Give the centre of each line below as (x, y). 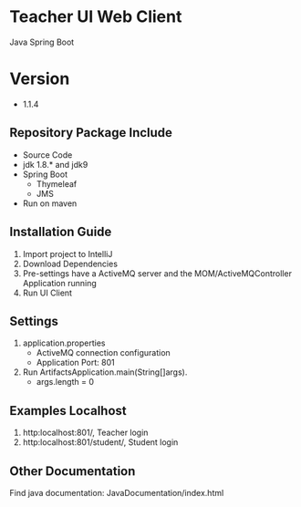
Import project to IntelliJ (67, 253)
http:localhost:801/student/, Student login (100, 442)
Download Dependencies (70, 264)
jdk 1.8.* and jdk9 (55, 164)
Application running (60, 283)
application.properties (64, 343)
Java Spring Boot (42, 42)
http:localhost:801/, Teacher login (85, 433)
